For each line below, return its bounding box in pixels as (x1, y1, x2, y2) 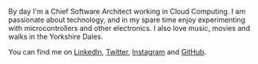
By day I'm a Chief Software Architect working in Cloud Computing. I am (8, 7, 246, 16)
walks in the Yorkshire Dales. (8, 32, 104, 41)
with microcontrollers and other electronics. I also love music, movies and (8, 24, 250, 32)
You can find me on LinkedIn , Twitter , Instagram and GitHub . (8, 47, 207, 56)
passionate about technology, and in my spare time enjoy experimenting (8, 15, 246, 24)
